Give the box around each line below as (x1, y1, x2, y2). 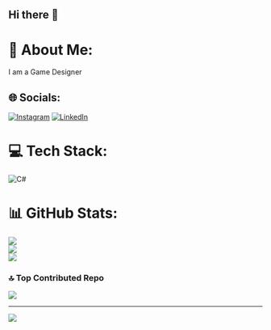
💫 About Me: (8, 40, 94, 59)
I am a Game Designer (8, 67, 82, 77)
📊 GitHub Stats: (8, 204, 119, 222)
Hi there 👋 (8, 8, 59, 22)
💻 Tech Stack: (8, 142, 108, 160)
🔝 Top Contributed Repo (8, 272, 105, 283)
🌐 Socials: (8, 91, 61, 104)
